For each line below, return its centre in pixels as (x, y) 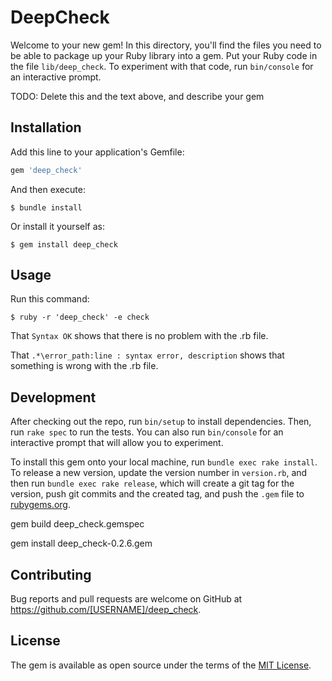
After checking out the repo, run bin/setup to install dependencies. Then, (161, 422)
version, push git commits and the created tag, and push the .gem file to (157, 494)
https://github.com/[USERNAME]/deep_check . (106, 610)
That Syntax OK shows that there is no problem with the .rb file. (139, 336)
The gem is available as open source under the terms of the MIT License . (161, 665)
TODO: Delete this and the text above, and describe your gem (137, 96)
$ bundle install (46, 207)
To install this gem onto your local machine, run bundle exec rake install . (164, 462)
